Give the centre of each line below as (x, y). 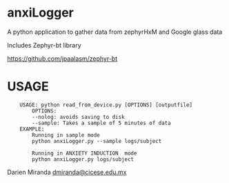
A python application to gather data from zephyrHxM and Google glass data (115, 32)
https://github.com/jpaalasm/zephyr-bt (62, 58)
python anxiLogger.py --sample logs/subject (97, 141)
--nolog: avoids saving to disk (79, 117)
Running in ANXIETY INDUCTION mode (84, 153)
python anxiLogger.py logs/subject (83, 159)
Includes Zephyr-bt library (44, 45)
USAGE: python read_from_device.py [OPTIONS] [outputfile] (106, 105)
